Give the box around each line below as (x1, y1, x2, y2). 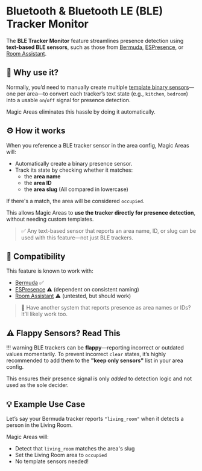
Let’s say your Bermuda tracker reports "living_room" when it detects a (6, 415, 184, 422)
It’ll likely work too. (21, 310, 68, 318)
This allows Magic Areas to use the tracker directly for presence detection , (6, 209, 196, 216)
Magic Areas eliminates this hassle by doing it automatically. (6, 108, 156, 115)
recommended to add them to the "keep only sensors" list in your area (6, 357, 184, 364)
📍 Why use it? (6, 68, 59, 78)
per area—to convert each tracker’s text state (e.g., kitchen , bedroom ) (17, 89, 189, 97)
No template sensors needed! (14, 458, 89, 465)
